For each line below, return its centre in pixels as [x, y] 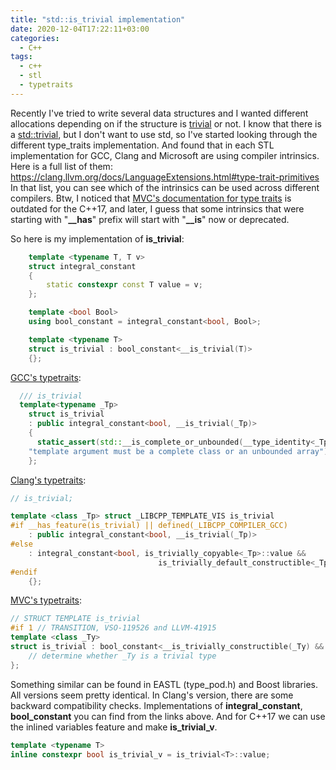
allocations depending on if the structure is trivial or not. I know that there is [166, 123]
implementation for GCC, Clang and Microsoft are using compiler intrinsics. [165, 155]
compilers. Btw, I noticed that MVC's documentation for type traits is [151, 198]
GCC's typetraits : [46, 377]
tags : [21, 57]
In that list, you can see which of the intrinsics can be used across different [165, 187]
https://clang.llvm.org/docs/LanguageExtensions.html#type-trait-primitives [165, 177]
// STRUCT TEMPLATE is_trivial [75, 619]
